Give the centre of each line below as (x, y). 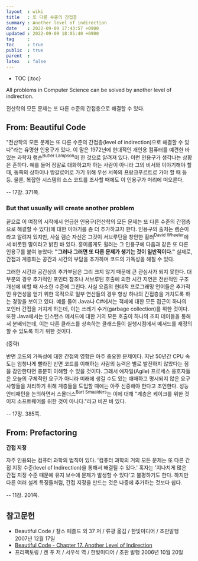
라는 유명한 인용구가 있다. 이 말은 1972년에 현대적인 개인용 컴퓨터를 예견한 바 (102, 150)
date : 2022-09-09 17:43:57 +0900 (53, 28)
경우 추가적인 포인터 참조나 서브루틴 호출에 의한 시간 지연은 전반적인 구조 (105, 279)
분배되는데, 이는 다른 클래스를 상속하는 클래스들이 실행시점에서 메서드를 (94, 324)
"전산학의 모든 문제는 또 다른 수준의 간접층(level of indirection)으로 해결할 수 (95, 142)
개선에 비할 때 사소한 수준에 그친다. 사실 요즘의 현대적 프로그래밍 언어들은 (90, 286)
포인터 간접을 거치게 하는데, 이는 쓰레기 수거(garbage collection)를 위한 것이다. (98, 309)
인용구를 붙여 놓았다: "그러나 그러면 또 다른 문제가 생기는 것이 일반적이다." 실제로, (99, 251)
